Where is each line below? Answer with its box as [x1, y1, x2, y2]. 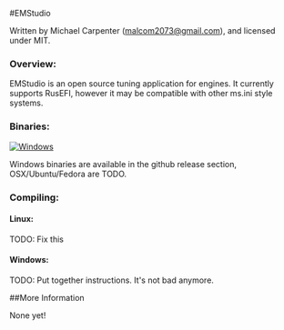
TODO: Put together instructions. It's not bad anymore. [9, 275, 214, 285]
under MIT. [9, 35, 51, 45]
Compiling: [9, 191, 59, 204]
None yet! [9, 309, 46, 321]
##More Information [9, 292, 85, 303]
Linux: [9, 214, 34, 225]
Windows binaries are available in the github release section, [9, 158, 237, 169]
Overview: [9, 57, 56, 70]
